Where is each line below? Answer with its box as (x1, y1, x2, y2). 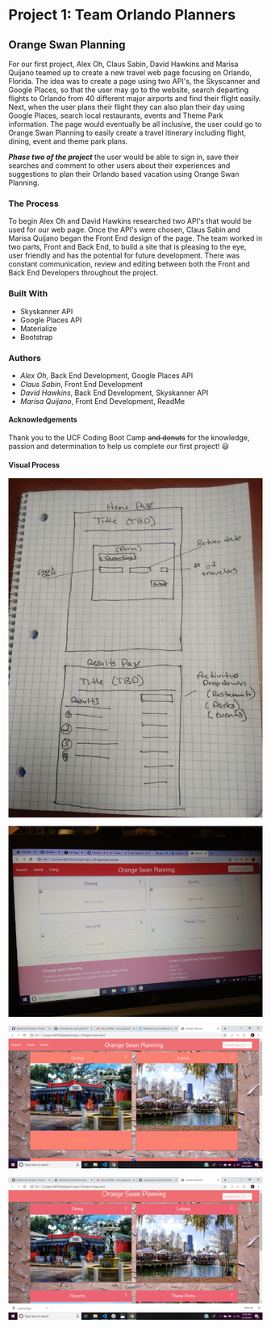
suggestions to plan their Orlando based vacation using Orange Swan (8, 170, 240, 179)
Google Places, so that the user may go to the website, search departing (8, 85, 249, 95)
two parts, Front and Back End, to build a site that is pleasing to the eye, (8, 242, 247, 252)
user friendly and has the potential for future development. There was (8, 250, 240, 260)
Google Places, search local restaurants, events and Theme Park (8, 111, 223, 120)
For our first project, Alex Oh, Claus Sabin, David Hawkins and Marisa (8, 59, 239, 69)
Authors (8, 352, 42, 364)
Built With (8, 288, 48, 300)
